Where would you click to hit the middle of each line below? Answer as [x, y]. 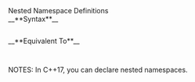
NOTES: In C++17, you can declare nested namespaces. [98, 70]
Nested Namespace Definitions [58, 11]
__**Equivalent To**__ [44, 41]
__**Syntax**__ [33, 19]
